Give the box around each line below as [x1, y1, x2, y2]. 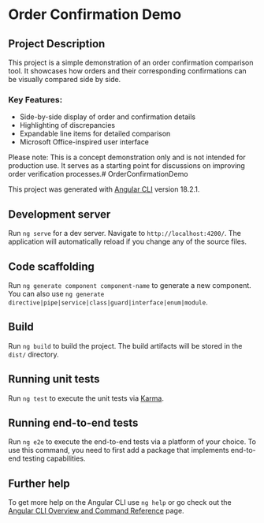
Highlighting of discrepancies [19, 121, 116, 130]
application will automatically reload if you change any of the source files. [8, 237, 247, 246]
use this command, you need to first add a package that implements [8, 446, 229, 455]
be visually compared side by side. [8, 75, 121, 84]
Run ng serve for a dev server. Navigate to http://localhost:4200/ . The [8, 229, 242, 238]
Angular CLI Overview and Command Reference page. [8, 506, 184, 516]
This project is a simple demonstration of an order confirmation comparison [8, 58, 254, 67]
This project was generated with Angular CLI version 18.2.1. [8, 185, 200, 194]
